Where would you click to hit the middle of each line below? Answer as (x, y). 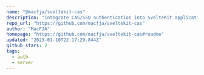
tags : (13, 51)
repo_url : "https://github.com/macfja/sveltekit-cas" (76, 23)
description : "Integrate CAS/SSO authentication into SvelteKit (89, 18)
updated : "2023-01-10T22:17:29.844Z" (54, 40)
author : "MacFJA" (28, 29)
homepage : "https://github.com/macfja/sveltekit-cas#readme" (85, 34)
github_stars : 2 (27, 46)
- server (23, 62)
